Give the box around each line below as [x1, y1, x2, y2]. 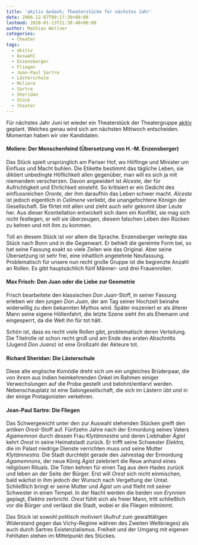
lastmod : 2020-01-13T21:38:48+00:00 [6, 20, 97, 26]
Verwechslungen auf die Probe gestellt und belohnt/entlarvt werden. [6, 380, 174, 388]
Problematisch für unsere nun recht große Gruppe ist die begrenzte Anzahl [6, 258, 189, 265]
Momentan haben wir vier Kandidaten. [6, 131, 100, 138]
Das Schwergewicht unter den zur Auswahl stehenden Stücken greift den [6, 420, 186, 427]
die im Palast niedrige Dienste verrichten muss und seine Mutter [6, 445, 163, 452]
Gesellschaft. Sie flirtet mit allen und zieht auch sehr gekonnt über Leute [6, 203, 183, 210]
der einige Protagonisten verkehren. [6, 393, 94, 400]
